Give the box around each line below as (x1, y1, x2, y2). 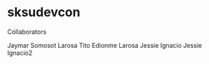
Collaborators (7, 27, 47, 36)
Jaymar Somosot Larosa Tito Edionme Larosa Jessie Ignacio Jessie (7, 41, 202, 49)
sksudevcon (7, 4, 81, 20)
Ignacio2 (7, 49, 33, 57)
